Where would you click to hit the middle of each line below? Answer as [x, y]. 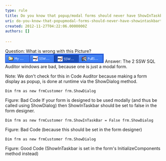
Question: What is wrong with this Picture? [48, 51]
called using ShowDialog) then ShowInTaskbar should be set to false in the [81, 105]
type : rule [16, 10]
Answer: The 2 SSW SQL [130, 61]
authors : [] [17, 31]
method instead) [22, 154]
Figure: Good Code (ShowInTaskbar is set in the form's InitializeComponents [83, 148]
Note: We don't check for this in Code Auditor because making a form [76, 76]
